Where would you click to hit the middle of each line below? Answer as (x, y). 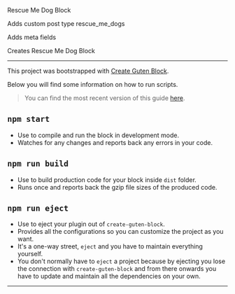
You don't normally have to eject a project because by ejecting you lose (121, 261)
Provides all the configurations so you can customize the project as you (120, 232)
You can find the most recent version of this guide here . (105, 98)
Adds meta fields (32, 37)
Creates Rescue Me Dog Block (51, 51)
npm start (29, 119)
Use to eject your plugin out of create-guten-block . (91, 224)
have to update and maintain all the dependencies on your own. (109, 276)
